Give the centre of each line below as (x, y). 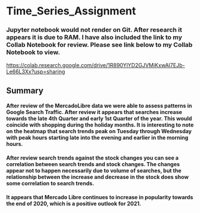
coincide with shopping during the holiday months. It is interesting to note (100, 125)
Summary (25, 90)
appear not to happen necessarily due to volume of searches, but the (94, 171)
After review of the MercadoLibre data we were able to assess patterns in (99, 106)
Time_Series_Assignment (71, 11)
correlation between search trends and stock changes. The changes (93, 164)
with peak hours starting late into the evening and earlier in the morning (97, 138)
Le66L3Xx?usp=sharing (36, 72)
